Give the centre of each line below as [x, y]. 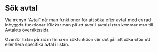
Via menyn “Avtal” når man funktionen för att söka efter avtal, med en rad [78, 20]
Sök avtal [21, 8]
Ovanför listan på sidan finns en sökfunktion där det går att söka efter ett [78, 39]
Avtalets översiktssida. [27, 30]
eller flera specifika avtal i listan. [37, 44]
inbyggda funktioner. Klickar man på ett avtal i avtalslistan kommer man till [79, 25]
